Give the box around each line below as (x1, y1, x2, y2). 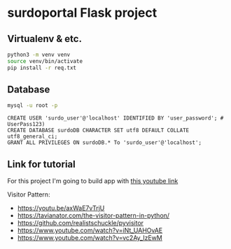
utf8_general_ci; (7, 133, 58, 141)
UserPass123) (7, 121, 45, 128)
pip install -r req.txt (7, 64, 77, 71)
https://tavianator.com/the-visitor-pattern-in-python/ (17, 211, 170, 220)
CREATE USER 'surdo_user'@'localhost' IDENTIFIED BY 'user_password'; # (7, 115, 224, 122)
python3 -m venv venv (7, 51, 71, 58)
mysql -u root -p (7, 102, 58, 109)
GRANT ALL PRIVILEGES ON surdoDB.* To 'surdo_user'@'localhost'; (7, 139, 202, 146)
